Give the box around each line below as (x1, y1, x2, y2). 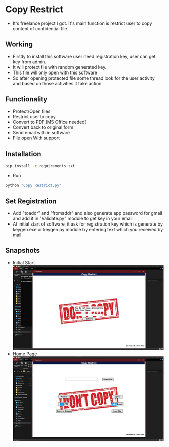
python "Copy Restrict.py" (5, 183, 62, 188)
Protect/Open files (12, 108, 51, 114)
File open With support (12, 135, 60, 141)
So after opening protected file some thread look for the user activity (12, 74, 155, 81)
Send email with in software (12, 129, 70, 135)
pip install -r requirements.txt (5, 164, 75, 169)
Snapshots (5, 246, 40, 255)
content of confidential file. (12, 25, 69, 31)
